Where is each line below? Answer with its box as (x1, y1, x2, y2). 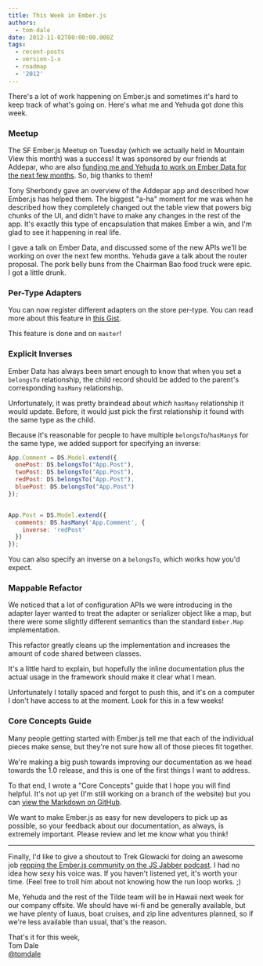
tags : (8, 41, 26, 49)
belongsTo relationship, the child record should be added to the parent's (8, 375, 240, 384)
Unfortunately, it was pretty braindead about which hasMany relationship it (8, 398, 244, 408)
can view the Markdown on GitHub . (8, 797, 122, 807)
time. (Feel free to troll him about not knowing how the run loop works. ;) (8, 876, 241, 886)
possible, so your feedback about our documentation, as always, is (8, 821, 225, 830)
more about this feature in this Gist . (8, 313, 121, 323)
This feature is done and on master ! (8, 329, 122, 338)
